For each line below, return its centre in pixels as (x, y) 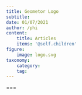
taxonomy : (18, 60)
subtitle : (18, 17)
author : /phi (22, 28)
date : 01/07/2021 (27, 22)
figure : (16, 50)
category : (29, 66)
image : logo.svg (37, 55)
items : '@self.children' (47, 44)
